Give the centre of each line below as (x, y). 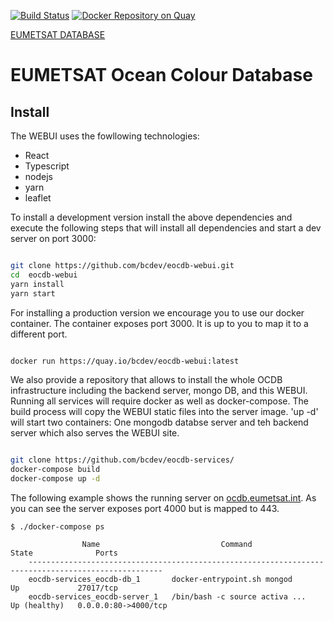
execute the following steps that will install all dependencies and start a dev (166, 228)
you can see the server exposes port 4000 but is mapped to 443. (145, 508)
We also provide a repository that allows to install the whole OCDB (146, 380)
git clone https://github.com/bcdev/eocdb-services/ (122, 460)
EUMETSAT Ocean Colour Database (161, 75)
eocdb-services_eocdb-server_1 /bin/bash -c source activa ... (167, 597)
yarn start (33, 293)
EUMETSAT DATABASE (58, 34)
